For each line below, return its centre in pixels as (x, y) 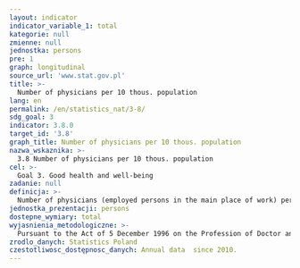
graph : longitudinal (48, 68)
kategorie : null (39, 34)
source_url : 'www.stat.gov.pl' (67, 76)
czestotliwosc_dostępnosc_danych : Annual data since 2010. (124, 250)
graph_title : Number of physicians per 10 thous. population (125, 142)
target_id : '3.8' (42, 134)
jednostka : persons (46, 51)
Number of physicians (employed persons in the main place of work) (147, 201)
